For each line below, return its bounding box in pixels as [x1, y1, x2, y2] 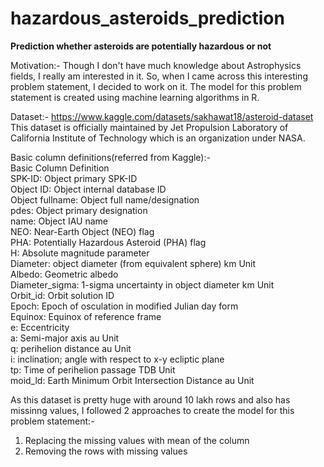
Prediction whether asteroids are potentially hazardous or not [10, 40, 272, 52]
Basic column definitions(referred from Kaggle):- [10, 151, 211, 163]
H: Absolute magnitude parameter [10, 247, 150, 259]
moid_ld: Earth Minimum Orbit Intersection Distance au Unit [10, 374, 255, 386]
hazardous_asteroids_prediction [10, 7, 285, 30]
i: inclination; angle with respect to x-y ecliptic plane [10, 353, 225, 365]
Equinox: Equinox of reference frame [10, 310, 162, 322]
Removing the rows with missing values [24, 445, 188, 457]
